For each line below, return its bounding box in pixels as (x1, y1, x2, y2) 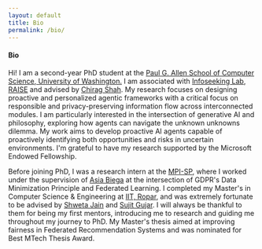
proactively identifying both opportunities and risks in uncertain (8, 134, 214, 144)
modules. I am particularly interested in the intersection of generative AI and (8, 109, 255, 119)
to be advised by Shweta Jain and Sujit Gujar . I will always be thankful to (8, 200, 242, 209)
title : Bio (8, 19, 44, 27)
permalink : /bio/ (8, 26, 65, 34)
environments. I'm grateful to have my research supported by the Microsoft (8, 143, 252, 152)
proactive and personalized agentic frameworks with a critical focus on (8, 93, 238, 102)
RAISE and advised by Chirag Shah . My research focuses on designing (8, 84, 238, 94)
